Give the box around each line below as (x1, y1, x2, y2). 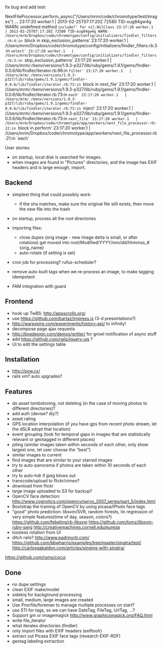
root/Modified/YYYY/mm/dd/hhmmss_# (70, 239, 150, 245)
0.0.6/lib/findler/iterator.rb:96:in (5, 68, 68, 73)
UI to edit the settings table (12, 341, 66, 347)
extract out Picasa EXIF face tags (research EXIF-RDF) (12, 633, 121, 639)
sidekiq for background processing (12, 592, 82, 597)
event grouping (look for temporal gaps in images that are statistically (12, 431, 151, 437)
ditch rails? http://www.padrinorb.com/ (12, 535, 89, 541)
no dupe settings (12, 581, 46, 587)
